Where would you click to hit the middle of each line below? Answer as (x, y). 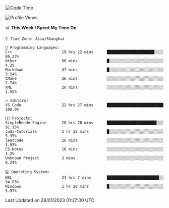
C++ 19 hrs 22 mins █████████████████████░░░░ (84, 52)
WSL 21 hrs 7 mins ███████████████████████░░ (84, 178)
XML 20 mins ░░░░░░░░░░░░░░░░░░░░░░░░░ (84, 87)
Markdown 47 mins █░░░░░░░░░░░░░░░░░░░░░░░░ (84, 70)
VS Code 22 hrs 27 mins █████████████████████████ (84, 105)
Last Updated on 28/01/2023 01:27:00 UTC (50, 200)
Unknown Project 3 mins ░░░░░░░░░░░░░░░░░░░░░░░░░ (84, 158)
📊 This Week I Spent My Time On (41, 28)
